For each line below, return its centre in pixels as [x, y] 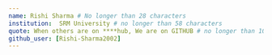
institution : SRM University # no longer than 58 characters [115, 23]
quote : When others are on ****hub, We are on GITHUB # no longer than [132, 31]
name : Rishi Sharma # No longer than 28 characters [97, 16]
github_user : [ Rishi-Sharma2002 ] [65, 38]
